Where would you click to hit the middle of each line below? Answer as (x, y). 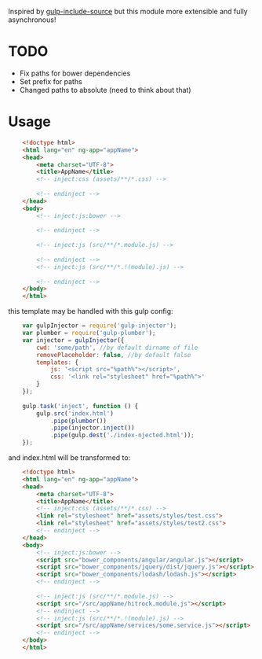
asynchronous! (32, 20)
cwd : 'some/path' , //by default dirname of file (117, 348)
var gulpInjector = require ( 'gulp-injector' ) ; (100, 326)
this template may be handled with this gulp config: (91, 311)
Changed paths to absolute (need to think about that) (105, 90)
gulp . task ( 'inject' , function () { (80, 406)
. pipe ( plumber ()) (78, 421)
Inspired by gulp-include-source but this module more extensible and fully (128, 11)
